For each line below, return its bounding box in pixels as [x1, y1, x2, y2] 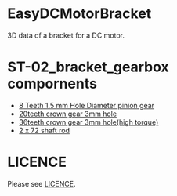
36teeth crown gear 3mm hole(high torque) [18, 117, 159, 126]
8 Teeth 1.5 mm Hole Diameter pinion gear [18, 100, 154, 110]
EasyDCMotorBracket [7, 5, 152, 23]
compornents [7, 75, 97, 93]
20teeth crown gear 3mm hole [18, 109, 117, 118]
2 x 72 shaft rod [18, 125, 70, 135]
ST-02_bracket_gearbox [7, 58, 169, 76]
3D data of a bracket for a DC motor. [7, 31, 125, 40]
